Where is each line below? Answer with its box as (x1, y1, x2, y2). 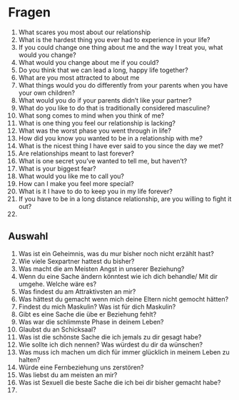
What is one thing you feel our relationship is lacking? (18, 118, 176, 127)
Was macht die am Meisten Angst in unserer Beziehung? (18, 265, 185, 273)
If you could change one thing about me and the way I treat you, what (18, 43, 223, 51)
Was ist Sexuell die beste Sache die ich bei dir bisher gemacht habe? (18, 378, 221, 386)
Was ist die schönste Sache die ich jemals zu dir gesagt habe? (18, 332, 202, 341)
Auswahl (8, 230, 49, 242)
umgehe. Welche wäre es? (18, 280, 97, 288)
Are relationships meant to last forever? (18, 149, 135, 158)
